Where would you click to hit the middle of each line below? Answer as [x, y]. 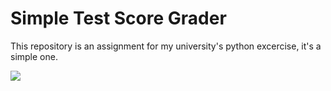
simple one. [34, 56]
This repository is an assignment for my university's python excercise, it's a [166, 46]
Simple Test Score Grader [118, 18]
